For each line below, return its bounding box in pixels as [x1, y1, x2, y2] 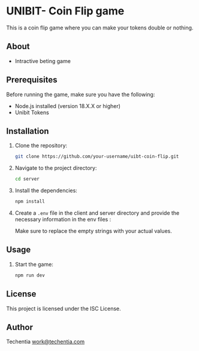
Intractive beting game [14, 57, 71, 64]
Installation [6, 126, 49, 136]
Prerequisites [6, 75, 58, 85]
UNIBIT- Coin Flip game [6, 4, 125, 18]
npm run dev [14, 272, 45, 278]
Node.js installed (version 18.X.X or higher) [14, 102, 121, 109]
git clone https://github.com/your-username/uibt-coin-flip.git [14, 154, 179, 160]
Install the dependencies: [14, 187, 78, 194]
